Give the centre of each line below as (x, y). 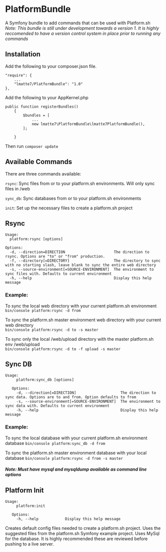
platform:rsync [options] (36, 239)
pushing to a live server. (29, 544)
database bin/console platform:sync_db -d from (55, 443)
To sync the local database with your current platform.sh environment (76, 438)
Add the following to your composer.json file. (51, 66)
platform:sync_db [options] (45, 380)
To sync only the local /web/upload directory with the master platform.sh (79, 339)
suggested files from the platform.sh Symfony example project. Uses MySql (83, 534)
